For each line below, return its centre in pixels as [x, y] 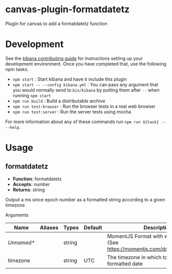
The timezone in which [134, 257]
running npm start [32, 95]
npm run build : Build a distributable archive [59, 101]
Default [93, 227]
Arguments [17, 215]
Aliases [49, 227]
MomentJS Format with [135, 236]
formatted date [125, 263]
